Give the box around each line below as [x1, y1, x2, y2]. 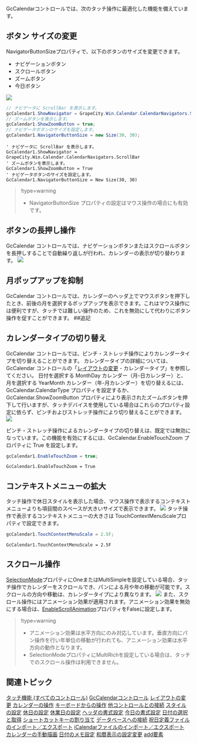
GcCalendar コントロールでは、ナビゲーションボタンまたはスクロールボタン [6, 242, 191, 249]
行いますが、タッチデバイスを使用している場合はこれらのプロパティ [21, 401, 185, 408]
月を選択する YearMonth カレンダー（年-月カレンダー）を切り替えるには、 [6, 379, 187, 386]
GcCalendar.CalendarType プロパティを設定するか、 [6, 386, 133, 393]
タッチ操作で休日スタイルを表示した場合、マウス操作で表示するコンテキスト [6, 498, 191, 505]
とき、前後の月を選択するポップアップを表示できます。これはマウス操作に [11, 300, 191, 307]
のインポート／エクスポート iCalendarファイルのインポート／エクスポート [6, 723, 185, 730]
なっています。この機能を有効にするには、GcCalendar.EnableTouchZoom [6, 434, 183, 441]
